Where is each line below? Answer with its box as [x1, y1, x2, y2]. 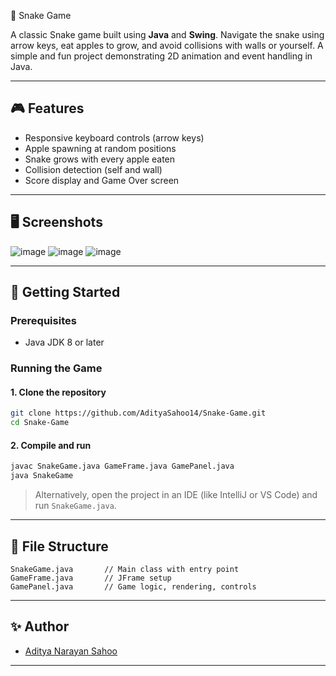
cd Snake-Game [10, 418, 70, 428]
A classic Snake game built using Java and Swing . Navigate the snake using [10, 29, 325, 40]
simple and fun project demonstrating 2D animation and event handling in [10, 50, 313, 62]
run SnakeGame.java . [34, 500, 117, 512]
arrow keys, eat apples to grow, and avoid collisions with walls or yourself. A [10, 40, 324, 51]
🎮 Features [10, 100, 85, 117]
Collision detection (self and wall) [24, 163, 163, 175]
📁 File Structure [10, 538, 109, 555]
